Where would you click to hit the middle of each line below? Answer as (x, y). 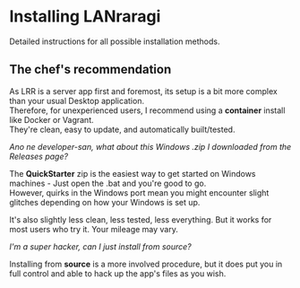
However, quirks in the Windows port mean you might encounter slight (139, 192)
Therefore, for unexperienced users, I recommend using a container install (147, 110)
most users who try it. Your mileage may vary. (94, 229)
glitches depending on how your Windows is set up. (105, 202)
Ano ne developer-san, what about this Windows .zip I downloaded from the (150, 146)
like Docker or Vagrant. (51, 119)
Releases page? (39, 156)
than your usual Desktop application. (77, 100)
